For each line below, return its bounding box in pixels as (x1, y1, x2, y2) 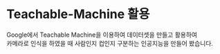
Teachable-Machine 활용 (6, 6, 150, 22)
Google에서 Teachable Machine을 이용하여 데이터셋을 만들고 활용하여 (6, 30, 198, 39)
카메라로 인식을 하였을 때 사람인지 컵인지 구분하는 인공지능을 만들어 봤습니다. (6, 39, 214, 47)
